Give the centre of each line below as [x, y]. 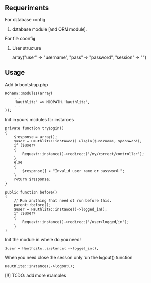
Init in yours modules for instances [40, 119]
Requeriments [27, 8]
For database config [25, 19]
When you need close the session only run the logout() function [69, 257]
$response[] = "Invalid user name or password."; [74, 171]
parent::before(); [32, 205]
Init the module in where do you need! [43, 239]
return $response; [32, 179]
